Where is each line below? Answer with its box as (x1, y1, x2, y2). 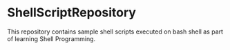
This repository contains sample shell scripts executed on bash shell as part (7, 27, 223, 36)
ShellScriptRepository (7, 5, 137, 21)
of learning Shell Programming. (7, 34, 96, 42)
